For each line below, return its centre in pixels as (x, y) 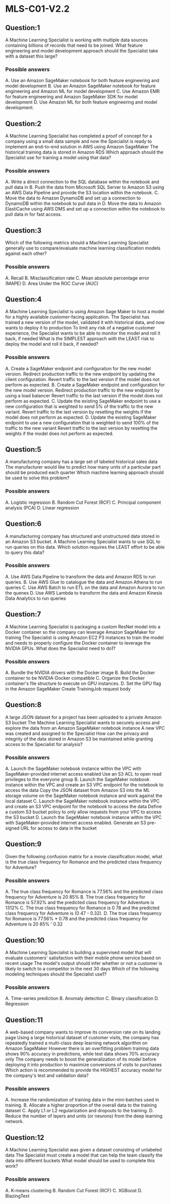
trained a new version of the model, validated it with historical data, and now (85, 322)
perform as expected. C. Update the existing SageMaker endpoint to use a (83, 401)
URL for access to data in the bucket (59, 828)
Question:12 (25, 1137)
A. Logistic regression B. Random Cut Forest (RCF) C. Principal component (83, 502)
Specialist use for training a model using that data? (58, 158)
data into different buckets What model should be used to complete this (80, 1161)
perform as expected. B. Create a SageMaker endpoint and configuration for (85, 385)
